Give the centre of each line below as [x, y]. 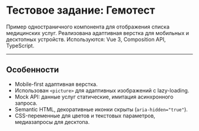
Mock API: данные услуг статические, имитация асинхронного [94, 97]
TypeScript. [20, 46]
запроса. [26, 103]
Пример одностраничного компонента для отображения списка [88, 27]
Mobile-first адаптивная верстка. [56, 84]
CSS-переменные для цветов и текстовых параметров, [85, 116]
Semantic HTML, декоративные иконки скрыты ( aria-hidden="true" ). [101, 109]
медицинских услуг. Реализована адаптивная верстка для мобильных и [98, 33]
